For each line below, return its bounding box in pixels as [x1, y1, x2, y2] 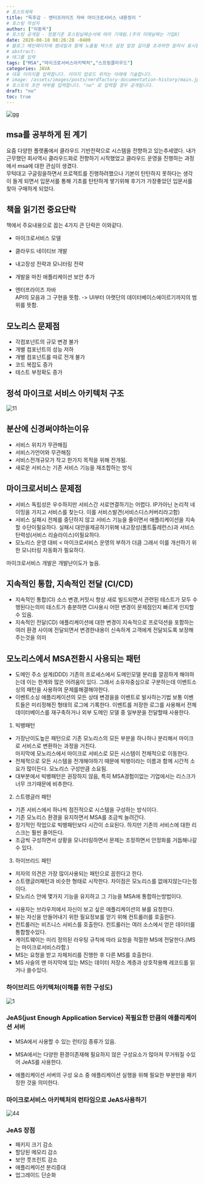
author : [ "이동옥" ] [6, 26, 52, 32]
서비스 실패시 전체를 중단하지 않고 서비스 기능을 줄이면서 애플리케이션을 [15, 516, 184, 523]
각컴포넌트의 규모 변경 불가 [15, 338, 79, 345]
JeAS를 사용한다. [21, 1058, 63, 1065]
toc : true [6, 94, 32, 100]
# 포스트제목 [6, 9, 33, 15]
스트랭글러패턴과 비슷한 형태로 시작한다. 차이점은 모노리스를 [15, 878, 157, 885]
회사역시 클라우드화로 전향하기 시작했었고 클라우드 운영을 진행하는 [27, 154, 183, 162]
